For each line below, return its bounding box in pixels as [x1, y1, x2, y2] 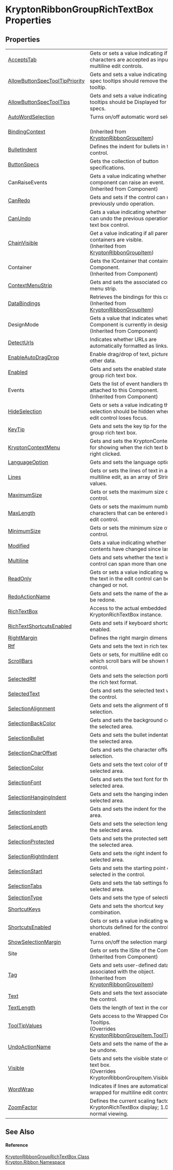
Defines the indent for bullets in [90, 143, 166, 150]
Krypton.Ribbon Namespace [5, 1159, 65, 1165]
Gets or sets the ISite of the [90, 947, 156, 954]
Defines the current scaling [90, 1097, 155, 1104]
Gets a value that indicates [90, 315, 154, 322]
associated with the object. [90, 968, 155, 975]
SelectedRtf [8, 676, 37, 682]
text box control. [90, 221, 129, 228]
